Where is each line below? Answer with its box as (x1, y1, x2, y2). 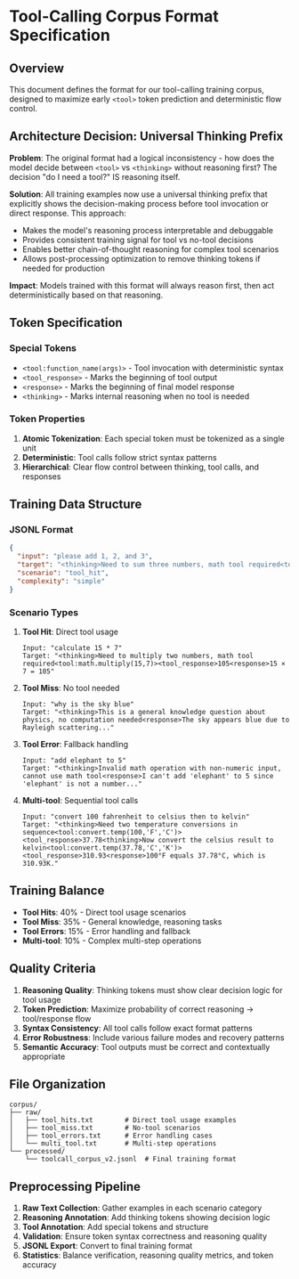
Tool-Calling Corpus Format (9, 6, 220, 27)
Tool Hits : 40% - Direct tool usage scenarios (21, 907, 187, 917)
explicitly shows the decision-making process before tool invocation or (9, 198, 269, 208)
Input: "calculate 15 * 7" (21, 644, 123, 653)
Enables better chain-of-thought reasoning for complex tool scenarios (21, 243, 279, 255)
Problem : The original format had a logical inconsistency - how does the (9, 152, 275, 163)
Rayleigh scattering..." (21, 723, 115, 732)
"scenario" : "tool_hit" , (17, 568, 109, 578)
